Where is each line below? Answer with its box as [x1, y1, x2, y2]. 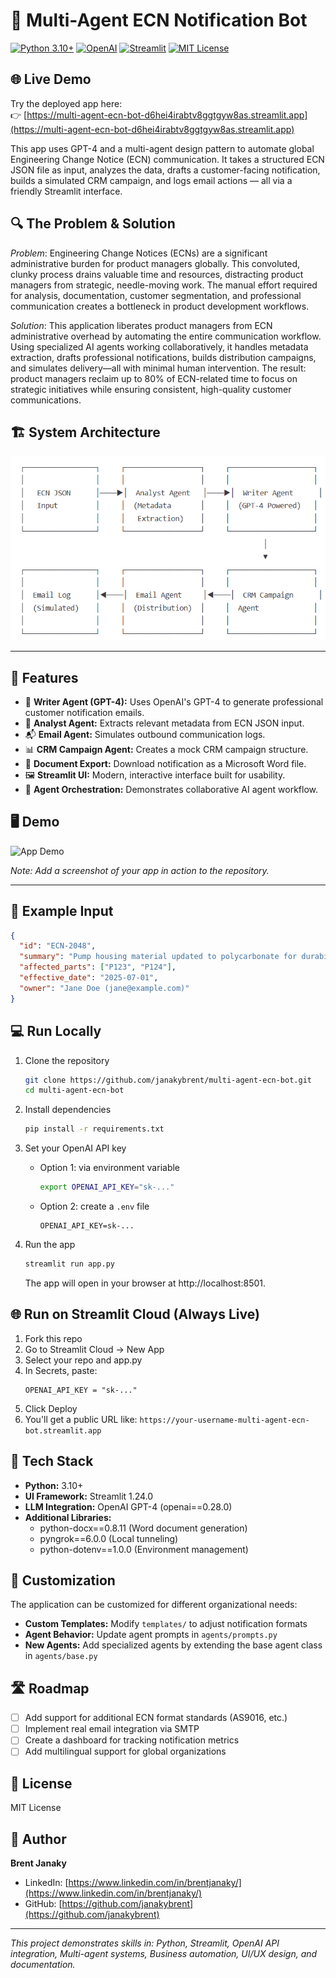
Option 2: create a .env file [39, 1200, 150, 1213]
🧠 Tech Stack [10, 1453, 94, 1470]
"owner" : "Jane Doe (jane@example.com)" [19, 983, 190, 993]
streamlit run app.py [24, 1259, 115, 1269]
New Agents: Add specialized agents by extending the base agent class [24, 1639, 323, 1651]
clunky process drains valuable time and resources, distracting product [10, 268, 304, 280]
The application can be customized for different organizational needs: [10, 1599, 298, 1611]
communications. [10, 394, 82, 406]
